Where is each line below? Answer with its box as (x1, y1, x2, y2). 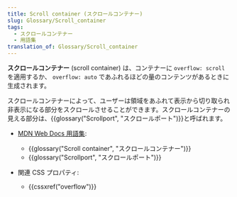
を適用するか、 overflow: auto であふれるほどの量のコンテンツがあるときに (7, 72, 229, 81)
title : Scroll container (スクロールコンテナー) (7, 10, 143, 18)
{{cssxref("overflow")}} (28, 182, 97, 191)
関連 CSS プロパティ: (17, 168, 79, 176)
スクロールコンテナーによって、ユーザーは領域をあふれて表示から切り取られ (7, 96, 231, 105)
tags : (7, 23, 23, 30)
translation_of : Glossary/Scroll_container (7, 43, 138, 50)
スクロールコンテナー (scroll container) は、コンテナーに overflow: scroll (7, 64, 226, 72)
